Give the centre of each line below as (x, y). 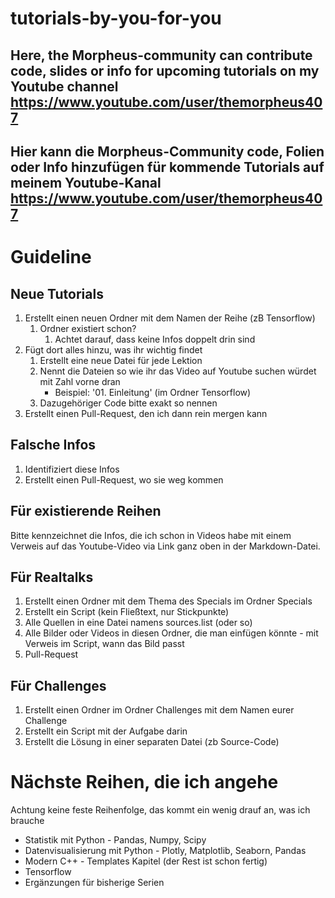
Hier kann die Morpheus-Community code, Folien (167, 151)
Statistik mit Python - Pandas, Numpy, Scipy (115, 840)
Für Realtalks (52, 577)
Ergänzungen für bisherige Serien (94, 883)
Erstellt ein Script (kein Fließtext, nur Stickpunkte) (127, 612)
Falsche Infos (53, 445)
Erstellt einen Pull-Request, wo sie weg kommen (124, 479)
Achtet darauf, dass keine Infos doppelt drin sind (155, 339)
